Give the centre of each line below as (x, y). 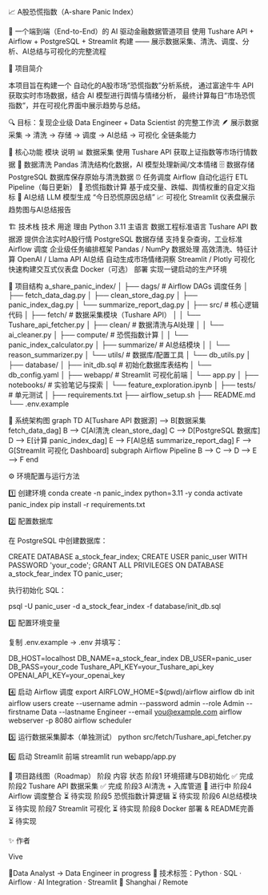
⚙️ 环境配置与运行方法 (44, 476)
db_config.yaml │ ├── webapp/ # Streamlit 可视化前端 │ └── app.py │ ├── (134, 375)
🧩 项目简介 (26, 68)
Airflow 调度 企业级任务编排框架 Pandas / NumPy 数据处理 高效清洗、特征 (130, 249)
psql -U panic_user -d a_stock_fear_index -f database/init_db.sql (115, 606)
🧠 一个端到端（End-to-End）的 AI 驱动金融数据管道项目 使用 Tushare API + (131, 31)
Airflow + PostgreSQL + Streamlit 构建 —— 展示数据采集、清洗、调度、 (125, 41)
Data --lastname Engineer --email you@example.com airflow (142, 712)
